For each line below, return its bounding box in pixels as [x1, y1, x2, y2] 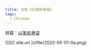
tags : [5, 12, 16, 17]
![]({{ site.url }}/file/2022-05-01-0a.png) [5, 40, 87, 46]
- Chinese [9, 16, 30, 21]
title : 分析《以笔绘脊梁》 [5, 7, 54, 12]
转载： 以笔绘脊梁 [5, 30, 40, 36]
